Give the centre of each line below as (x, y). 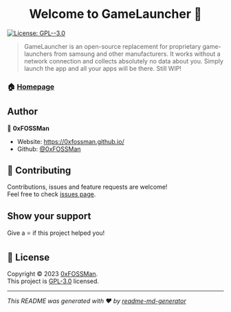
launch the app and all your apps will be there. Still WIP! (103, 68)
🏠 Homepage (31, 87)
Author (22, 112)
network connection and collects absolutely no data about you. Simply (123, 61)
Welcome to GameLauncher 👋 (115, 14)
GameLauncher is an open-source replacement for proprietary (112, 46)
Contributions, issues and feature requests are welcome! (87, 187)
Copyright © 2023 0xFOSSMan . (53, 274)
